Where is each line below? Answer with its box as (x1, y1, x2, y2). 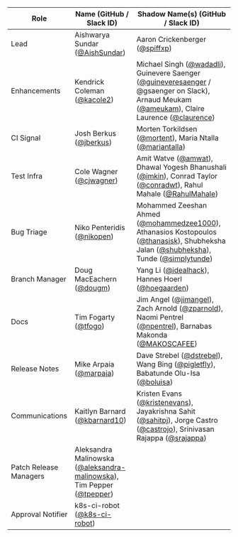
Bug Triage (11, 227, 47, 237)
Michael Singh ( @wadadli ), (136, 60, 226, 69)
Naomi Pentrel (136, 313, 184, 322)
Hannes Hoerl (136, 274, 183, 283)
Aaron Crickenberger (136, 35, 207, 44)
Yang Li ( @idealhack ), (136, 266, 210, 275)
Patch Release (11, 462, 59, 472)
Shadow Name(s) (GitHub (137, 9, 227, 18)
